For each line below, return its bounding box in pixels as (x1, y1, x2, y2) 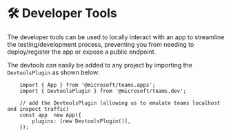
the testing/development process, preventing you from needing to (7, 40, 194, 48)
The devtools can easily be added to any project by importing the (7, 61, 193, 69)
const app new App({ (19, 112, 81, 118)
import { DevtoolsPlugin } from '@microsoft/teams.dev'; (19, 87, 187, 94)
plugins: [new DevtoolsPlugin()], (32, 118, 131, 125)
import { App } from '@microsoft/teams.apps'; (19, 81, 156, 88)
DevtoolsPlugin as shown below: (7, 68, 100, 76)
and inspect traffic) (7, 105, 70, 112)
